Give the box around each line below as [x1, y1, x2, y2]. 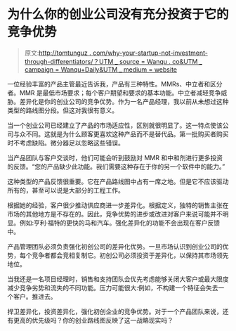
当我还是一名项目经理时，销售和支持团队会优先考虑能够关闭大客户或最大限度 [7, 275, 229, 283]
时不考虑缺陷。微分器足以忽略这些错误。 [7, 138, 124, 147]
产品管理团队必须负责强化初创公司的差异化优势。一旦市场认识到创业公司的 [7, 242, 223, 250]
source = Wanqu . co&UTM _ [119, 57, 202, 65]
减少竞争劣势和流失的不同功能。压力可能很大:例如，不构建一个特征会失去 [7, 283, 219, 292]
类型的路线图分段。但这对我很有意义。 [7, 106, 118, 115]
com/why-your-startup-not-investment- [92, 48, 209, 57]
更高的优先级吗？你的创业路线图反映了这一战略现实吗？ [13, 316, 173, 324]
